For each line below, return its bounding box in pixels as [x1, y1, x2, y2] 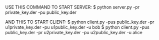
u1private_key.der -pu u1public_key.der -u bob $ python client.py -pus [5, 24, 150, 30]
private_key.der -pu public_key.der [5, 9, 76, 15]
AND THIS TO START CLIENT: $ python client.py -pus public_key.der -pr [5, 19, 154, 25]
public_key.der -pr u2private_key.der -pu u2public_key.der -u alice [5, 30, 142, 35]
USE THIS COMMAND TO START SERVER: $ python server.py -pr [5, 4, 140, 10]
